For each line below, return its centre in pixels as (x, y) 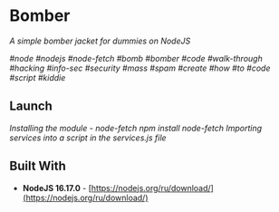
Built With (38, 166)
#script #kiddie (38, 77)
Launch (31, 106)
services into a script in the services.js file (88, 138)
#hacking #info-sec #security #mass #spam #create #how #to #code (140, 68)
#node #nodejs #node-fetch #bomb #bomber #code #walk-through (136, 58)
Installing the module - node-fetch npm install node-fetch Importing (136, 128)
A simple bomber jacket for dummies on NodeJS (100, 41)
